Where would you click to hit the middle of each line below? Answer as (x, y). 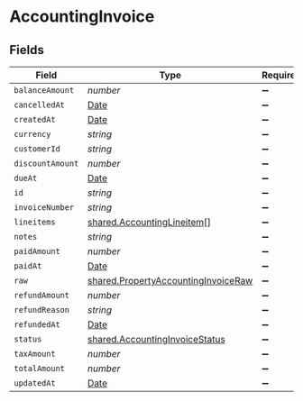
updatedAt (35, 383)
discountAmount (46, 164)
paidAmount (37, 251)
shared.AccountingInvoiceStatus (156, 339)
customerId (37, 149)
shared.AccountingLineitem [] (149, 222)
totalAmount (40, 368)
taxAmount (35, 354)
